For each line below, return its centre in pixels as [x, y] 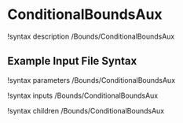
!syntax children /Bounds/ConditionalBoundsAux [86, 110]
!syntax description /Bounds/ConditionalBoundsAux [91, 36]
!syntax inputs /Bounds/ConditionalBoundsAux [83, 95]
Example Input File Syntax [72, 61]
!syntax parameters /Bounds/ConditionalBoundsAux [91, 80]
